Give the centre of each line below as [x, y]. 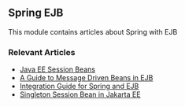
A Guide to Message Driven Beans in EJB [86, 78]
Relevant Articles [42, 52]
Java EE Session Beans [57, 69]
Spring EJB [36, 13]
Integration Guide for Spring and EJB [79, 87]
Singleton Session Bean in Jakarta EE [80, 94]
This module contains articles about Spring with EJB [93, 31]
